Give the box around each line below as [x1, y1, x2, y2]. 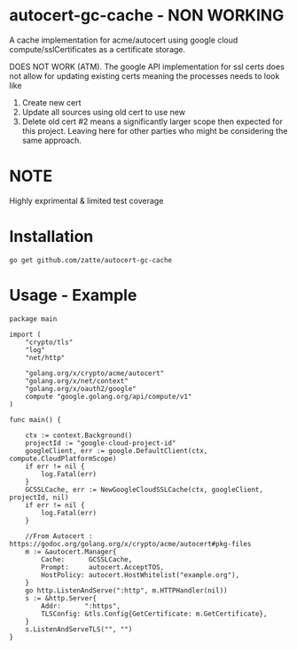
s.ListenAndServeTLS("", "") [25, 624, 133, 634]
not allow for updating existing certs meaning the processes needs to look [9, 70, 280, 81]
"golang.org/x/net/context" [25, 376, 129, 386]
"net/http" [25, 353, 66, 362]
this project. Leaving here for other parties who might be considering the [21, 125, 288, 136]
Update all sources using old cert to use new [21, 106, 186, 117]
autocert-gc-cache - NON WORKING [9, 5, 285, 26]
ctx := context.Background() [25, 431, 133, 440]
